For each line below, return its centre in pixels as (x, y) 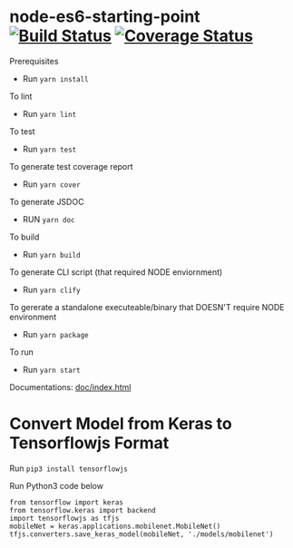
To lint (21, 96)
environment (33, 317)
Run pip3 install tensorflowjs (69, 468)
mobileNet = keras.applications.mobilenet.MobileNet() (115, 526)
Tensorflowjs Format (89, 443)
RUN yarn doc (49, 219)
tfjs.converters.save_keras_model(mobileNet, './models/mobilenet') (142, 534)
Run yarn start (51, 369)
